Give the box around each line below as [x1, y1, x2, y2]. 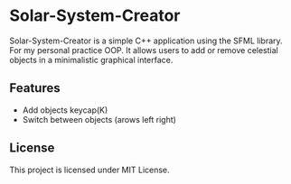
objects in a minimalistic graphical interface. [9, 54, 174, 65]
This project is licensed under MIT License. [9, 164, 170, 175]
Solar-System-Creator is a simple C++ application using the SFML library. [9, 35, 283, 46]
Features [9, 80, 61, 96]
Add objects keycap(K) [22, 105, 108, 115]
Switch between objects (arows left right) [22, 114, 176, 124]
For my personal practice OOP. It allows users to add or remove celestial [9, 44, 278, 55]
